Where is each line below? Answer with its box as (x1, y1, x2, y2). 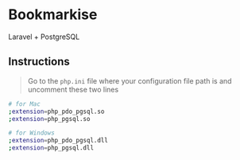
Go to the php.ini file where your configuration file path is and (27, 76, 232, 85)
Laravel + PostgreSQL (8, 32, 80, 41)
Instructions (8, 55, 70, 68)
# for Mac (8, 100, 41, 108)
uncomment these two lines (27, 84, 119, 94)
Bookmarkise (8, 6, 98, 24)
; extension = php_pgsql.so (8, 115, 91, 123)
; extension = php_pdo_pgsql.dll (8, 137, 109, 145)
